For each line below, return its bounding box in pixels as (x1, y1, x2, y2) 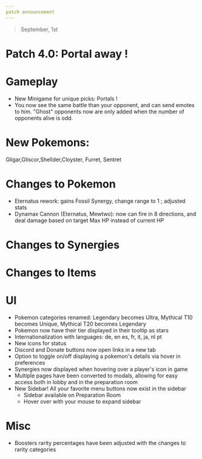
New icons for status (14, 339, 67, 347)
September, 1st (20, 26, 58, 33)
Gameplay (5, 75, 58, 88)
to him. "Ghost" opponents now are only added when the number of (14, 108, 184, 115)
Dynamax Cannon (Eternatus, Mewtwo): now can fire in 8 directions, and (14, 210, 197, 217)
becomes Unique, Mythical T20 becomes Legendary (14, 320, 147, 328)
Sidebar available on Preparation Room (23, 391, 121, 399)
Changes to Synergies (5, 238, 120, 251)
